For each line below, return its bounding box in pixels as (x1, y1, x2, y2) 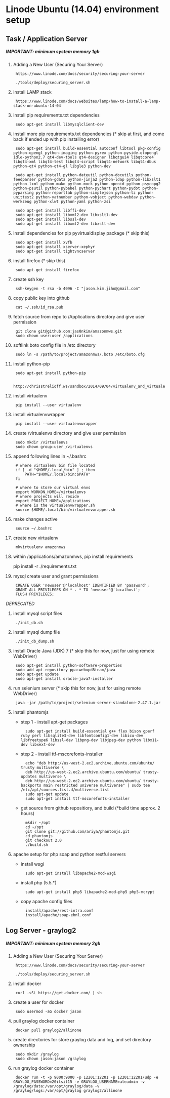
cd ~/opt (25, 824, 44, 830)
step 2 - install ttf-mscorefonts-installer (20, 751, 103, 757)
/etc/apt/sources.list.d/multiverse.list (20, 787, 109, 792)
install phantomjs (13, 709, 49, 715)
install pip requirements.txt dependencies (13, 112, 100, 118)
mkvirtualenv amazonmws (15, 544, 66, 550)
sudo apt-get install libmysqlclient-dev (15, 121, 104, 127)
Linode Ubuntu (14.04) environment (6, 4, 159, 15)
